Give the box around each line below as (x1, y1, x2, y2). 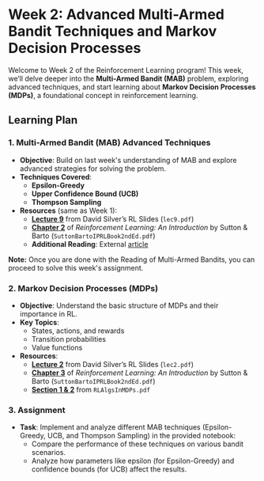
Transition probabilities (31, 334, 107, 343)
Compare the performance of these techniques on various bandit (31, 439, 243, 449)
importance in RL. (19, 309, 77, 318)
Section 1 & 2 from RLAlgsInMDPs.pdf (31, 384, 151, 394)
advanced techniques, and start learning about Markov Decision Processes (8, 81, 256, 92)
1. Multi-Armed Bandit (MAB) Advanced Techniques (8, 137, 211, 148)
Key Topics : (19, 317, 59, 327)
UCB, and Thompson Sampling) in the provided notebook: (47, 431, 236, 441)
